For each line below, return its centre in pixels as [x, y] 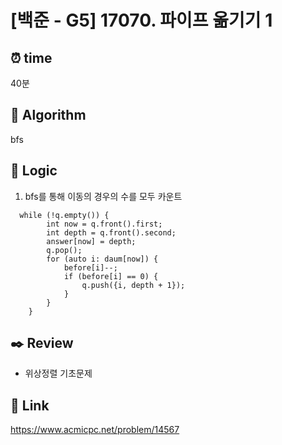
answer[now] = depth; [91, 241]
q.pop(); [64, 250]
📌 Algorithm [48, 115]
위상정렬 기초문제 [58, 373]
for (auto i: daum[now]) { [102, 259]
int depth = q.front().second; [111, 232]
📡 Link [30, 405]
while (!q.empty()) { [64, 215]
